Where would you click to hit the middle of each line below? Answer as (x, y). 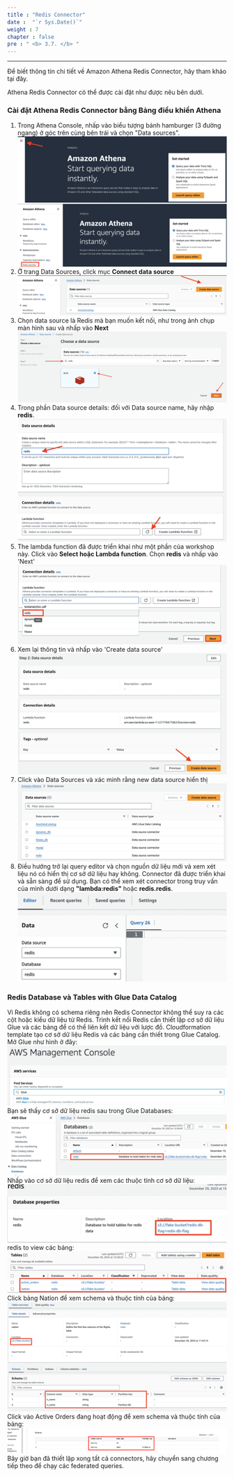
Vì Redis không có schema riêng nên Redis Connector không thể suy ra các (116, 1012)
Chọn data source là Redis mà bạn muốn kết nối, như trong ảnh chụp (116, 320)
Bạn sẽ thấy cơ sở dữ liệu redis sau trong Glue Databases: (90, 1111)
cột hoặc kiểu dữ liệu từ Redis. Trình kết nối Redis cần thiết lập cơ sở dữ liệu (116, 1020)
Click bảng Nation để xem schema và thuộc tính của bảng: (91, 1298)
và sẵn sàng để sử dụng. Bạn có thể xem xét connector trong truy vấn (117, 881)
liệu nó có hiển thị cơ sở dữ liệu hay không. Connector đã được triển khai (122, 873)
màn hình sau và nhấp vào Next (63, 328)
